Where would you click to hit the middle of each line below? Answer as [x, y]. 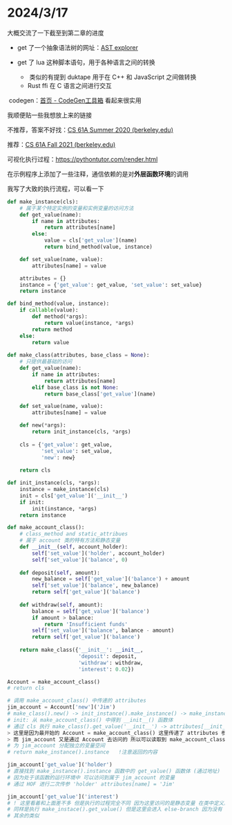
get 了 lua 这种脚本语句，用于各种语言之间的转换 [86, 62]
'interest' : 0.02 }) [106, 669]
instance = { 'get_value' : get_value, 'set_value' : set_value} [111, 285]
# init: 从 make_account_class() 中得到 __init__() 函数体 [90, 720]
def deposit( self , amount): [60, 573]
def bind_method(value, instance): [58, 304]
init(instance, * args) [65, 508]
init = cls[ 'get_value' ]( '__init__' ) [74, 496]
